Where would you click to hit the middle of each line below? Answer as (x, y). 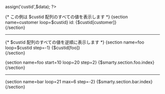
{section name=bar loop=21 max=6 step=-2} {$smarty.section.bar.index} (79, 82)
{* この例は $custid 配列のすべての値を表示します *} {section (67, 17)
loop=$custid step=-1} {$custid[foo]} (42, 48)
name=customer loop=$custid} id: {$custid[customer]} (61, 22)
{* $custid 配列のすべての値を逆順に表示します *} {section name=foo (75, 42)
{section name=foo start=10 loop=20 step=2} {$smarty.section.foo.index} (80, 62)
